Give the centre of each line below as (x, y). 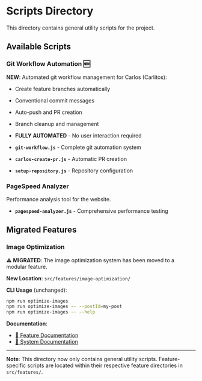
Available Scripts (38, 47)
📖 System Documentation (46, 342)
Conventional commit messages (55, 100)
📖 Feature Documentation (47, 335)
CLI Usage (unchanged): (37, 290)
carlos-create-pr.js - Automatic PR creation (71, 159)
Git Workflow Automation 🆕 (48, 64)
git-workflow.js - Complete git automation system (78, 147)
